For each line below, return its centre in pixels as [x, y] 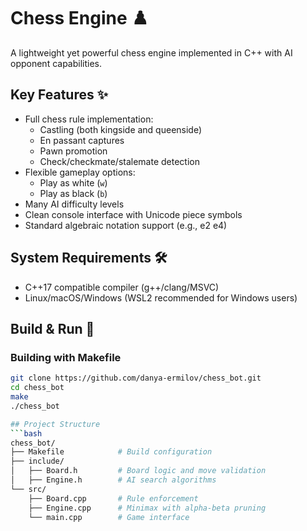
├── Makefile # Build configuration [111, 452]
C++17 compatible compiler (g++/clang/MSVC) [122, 287]
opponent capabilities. [56, 63]
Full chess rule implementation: [89, 119]
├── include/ [37, 461]
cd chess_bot [37, 388]
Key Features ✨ [59, 95]
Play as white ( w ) [73, 182]
